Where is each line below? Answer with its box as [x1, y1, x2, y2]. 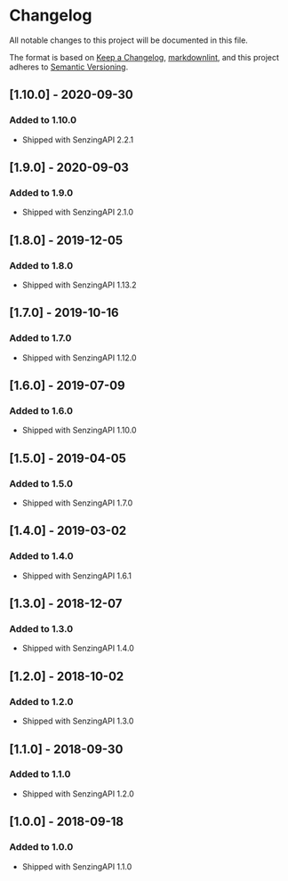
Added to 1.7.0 [9, 332, 72, 344]
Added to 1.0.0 [9, 841, 74, 853]
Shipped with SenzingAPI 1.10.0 [21, 424, 137, 436]
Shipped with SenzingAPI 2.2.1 [21, 134, 134, 145]
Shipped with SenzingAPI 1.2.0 [21, 788, 135, 799]
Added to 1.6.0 [9, 405, 74, 416]
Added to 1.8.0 [9, 259, 74, 271]
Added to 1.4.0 [9, 550, 74, 562]
